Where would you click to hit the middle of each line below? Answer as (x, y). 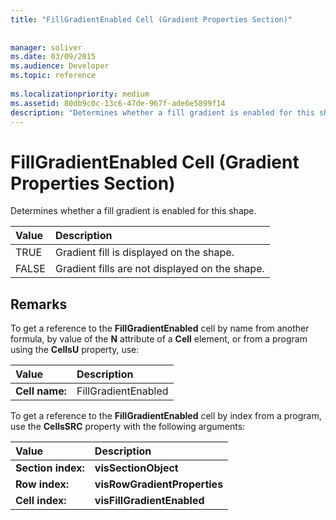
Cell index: (41, 501)
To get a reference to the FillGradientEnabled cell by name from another (160, 328)
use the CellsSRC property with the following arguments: (128, 427)
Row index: (42, 484)
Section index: (50, 468)
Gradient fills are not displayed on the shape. (159, 269)
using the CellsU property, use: (75, 350)
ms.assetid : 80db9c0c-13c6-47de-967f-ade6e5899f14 (118, 103)
